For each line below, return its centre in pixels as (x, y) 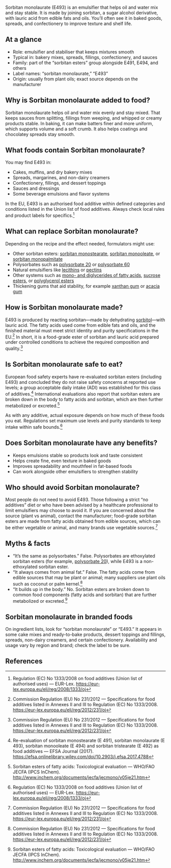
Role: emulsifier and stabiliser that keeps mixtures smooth (73, 52)
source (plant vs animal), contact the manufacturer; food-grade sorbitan (81, 516)
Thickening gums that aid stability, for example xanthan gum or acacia (86, 286)
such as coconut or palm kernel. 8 (48, 583)
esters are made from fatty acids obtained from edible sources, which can (83, 521)
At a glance (24, 39)
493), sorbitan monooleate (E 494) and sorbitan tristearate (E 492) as (85, 746)
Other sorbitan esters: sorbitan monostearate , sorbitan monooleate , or (86, 254)
